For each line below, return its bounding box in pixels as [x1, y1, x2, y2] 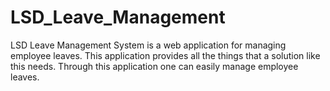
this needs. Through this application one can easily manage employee [10, 60, 299, 72]
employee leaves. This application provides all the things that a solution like [10, 49, 321, 61]
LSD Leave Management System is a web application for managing [10, 39, 287, 51]
